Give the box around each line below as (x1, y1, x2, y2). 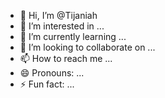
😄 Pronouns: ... (19, 67, 85, 79)
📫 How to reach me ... (19, 53, 113, 64)
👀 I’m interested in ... (19, 20, 105, 32)
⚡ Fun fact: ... (19, 78, 75, 90)
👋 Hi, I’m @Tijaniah (19, 10, 98, 21)
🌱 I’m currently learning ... (19, 31, 127, 42)
